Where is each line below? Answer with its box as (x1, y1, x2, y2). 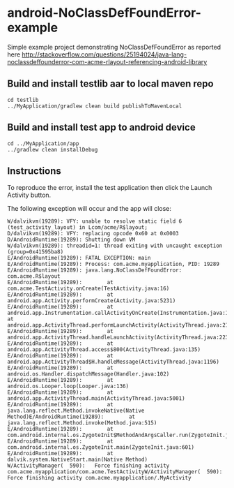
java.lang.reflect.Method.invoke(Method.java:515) (7, 420, 157, 427)
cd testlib (7, 96, 39, 103)
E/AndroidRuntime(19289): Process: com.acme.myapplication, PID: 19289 (7, 260, 219, 268)
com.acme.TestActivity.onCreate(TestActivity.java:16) (7, 285, 170, 293)
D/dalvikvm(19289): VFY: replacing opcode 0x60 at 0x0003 (7, 230, 179, 237)
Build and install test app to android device (7, 121, 196, 133)
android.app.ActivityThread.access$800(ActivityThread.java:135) (7, 346, 201, 353)
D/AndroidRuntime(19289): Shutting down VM (7, 236, 136, 244)
